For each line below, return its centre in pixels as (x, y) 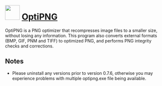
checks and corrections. (29, 46)
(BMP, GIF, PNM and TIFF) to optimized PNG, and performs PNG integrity (78, 41)
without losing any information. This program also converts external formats (81, 35)
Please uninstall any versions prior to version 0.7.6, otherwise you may (82, 73)
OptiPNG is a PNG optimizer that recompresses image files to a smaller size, (81, 30)
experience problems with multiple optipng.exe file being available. (79, 78)
